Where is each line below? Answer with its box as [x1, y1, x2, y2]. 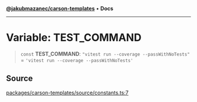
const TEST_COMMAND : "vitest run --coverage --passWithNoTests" [20, 50, 191, 57]
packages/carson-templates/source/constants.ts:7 [6, 89, 129, 96]
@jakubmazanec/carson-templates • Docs [6, 5, 114, 12]
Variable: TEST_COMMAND [6, 31, 142, 45]
